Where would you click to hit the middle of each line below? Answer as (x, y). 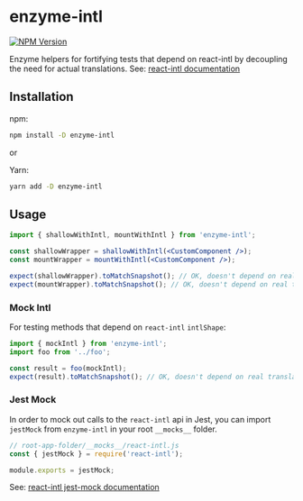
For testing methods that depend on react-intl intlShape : (118, 327)
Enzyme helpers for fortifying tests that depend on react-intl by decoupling (149, 59)
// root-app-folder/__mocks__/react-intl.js (94, 445)
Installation (41, 97)
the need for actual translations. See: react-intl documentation (125, 68)
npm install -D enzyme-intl (62, 135)
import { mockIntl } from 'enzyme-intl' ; (88, 343)
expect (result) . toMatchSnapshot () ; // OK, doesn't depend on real (137, 377)
